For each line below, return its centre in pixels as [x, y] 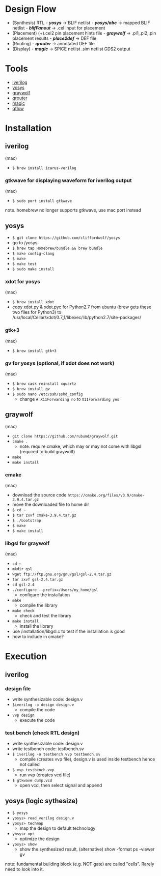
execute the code [37, 720]
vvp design [23, 715]
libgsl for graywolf [27, 543]
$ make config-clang [33, 253]
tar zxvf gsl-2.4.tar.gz [38, 580]
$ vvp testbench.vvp [33, 770]
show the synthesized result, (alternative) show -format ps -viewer [87, 849]
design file [18, 688]
